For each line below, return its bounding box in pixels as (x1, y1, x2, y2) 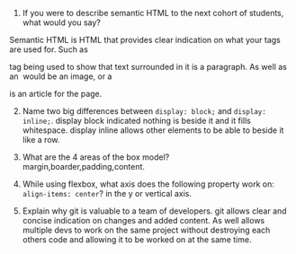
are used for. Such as (9, 44, 88, 55)
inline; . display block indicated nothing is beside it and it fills (22, 116, 252, 126)
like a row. (22, 135, 60, 145)
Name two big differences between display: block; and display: (22, 106, 267, 116)
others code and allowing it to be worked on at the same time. (22, 234, 252, 245)
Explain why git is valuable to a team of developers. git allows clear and (22, 206, 287, 216)
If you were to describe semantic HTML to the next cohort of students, (22, 8, 284, 18)
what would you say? (22, 17, 101, 28)
